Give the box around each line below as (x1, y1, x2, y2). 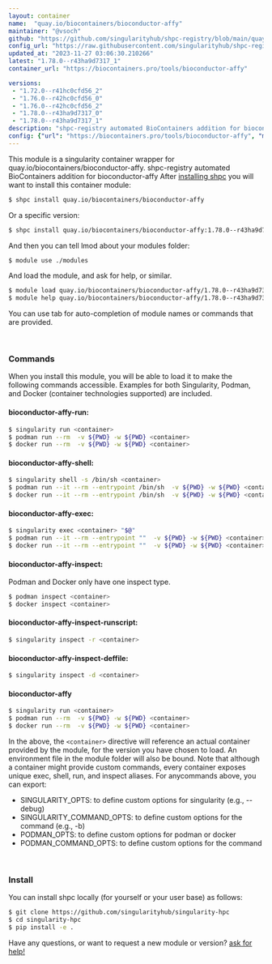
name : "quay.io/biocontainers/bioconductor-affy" (8, 19, 183, 28)
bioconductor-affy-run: (8, 407, 89, 417)
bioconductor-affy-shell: (8, 458, 95, 467)
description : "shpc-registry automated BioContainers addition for (8, 125, 241, 133)
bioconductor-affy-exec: (8, 508, 95, 518)
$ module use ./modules (8, 256, 89, 264)
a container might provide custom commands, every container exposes (8, 762, 246, 772)
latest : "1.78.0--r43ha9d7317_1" (8, 58, 121, 66)
